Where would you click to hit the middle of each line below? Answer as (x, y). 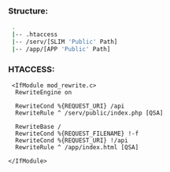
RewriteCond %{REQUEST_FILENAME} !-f (77, 134)
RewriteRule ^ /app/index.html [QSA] (77, 148)
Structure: (28, 11)
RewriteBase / (38, 127)
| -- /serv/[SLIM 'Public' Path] (65, 42)
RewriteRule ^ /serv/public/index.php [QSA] (89, 113)
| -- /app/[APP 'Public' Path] (61, 49)
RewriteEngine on (44, 93)
